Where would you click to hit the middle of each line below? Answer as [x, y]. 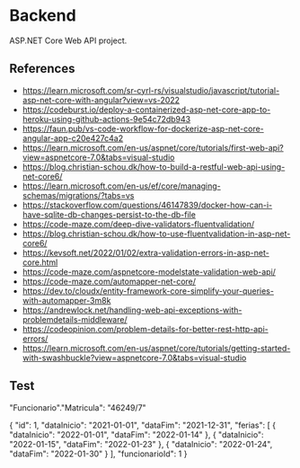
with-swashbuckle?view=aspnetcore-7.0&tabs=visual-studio [134, 358]
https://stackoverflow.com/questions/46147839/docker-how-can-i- [147, 205]
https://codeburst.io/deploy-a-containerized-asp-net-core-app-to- [146, 110]
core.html [40, 262]
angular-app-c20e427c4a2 [73, 138]
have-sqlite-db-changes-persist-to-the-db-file [109, 214]
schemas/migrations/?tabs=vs [78, 195]
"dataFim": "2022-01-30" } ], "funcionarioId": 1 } [98, 454]
